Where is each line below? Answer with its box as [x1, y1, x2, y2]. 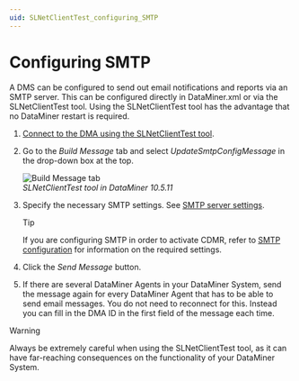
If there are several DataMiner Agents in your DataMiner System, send [22, 278, 282, 289]
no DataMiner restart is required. [9, 110, 130, 122]
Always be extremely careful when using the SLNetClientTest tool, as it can [9, 342, 287, 353]
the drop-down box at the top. [22, 155, 135, 166]
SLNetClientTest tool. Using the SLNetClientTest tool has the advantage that [9, 101, 290, 112]
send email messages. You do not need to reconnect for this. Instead [22, 298, 277, 309]
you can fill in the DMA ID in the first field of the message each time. [22, 307, 276, 318]
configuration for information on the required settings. [22, 244, 223, 255]
